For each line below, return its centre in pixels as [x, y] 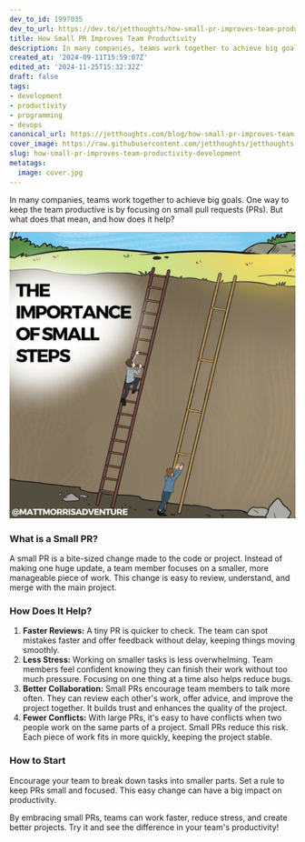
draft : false [34, 77]
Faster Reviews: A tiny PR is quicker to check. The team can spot [145, 631]
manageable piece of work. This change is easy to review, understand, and [150, 577]
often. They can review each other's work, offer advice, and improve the [157, 698]
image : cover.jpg [50, 173]
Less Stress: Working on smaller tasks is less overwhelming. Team [148, 660]
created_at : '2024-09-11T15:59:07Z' [79, 58]
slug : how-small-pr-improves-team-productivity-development [126, 154]
